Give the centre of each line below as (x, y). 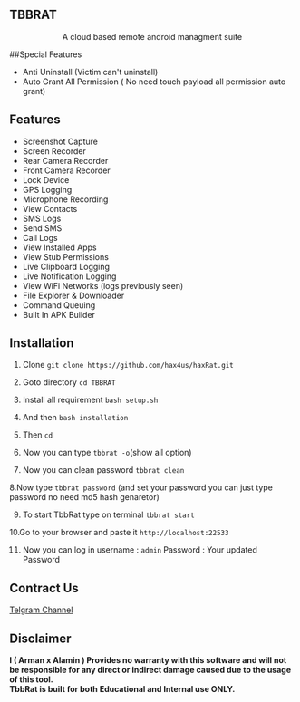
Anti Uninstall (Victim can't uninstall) (90, 72)
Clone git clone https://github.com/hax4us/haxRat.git (128, 365)
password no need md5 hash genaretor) (85, 497)
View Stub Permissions (65, 256)
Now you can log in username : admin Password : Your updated (140, 550)
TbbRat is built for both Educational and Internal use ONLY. (122, 689)
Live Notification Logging (69, 276)
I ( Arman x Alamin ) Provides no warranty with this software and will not (148, 660)
